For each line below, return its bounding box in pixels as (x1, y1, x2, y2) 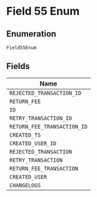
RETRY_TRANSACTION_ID (9, 115, 72, 121)
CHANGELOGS (9, 182, 41, 188)
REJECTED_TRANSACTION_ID (9, 90, 82, 96)
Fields (6, 61, 31, 71)
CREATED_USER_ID (9, 140, 57, 147)
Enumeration (6, 29, 57, 39)
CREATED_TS (9, 131, 41, 138)
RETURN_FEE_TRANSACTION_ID (9, 123, 88, 130)
